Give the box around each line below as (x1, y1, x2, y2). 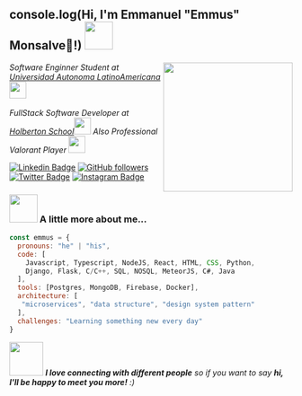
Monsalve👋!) (9, 38, 83, 53)
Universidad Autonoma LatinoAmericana (9, 71, 161, 82)
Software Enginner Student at (9, 62, 120, 73)
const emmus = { (9, 233, 70, 242)
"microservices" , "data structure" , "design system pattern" (21, 300, 255, 309)
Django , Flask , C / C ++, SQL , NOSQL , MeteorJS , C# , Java (25, 267, 235, 276)
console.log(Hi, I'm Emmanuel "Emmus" (9, 7, 240, 22)
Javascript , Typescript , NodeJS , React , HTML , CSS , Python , (25, 258, 255, 268)
